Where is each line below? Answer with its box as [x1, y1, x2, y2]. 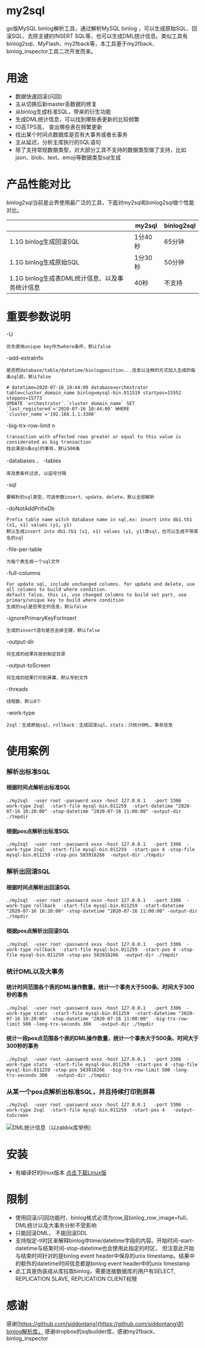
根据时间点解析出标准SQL [6, 783, 71, 791]
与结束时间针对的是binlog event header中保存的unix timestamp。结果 [15, 1252, 190, 1259]
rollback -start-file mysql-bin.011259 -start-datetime [33, 903, 184, 909]
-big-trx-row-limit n [6, 422, 56, 429]
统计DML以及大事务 [6, 967, 64, 975]
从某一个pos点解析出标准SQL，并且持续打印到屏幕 [6, 1087, 156, 1096]
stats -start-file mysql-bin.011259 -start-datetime [33, 1010, 176, 1016]
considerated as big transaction [6, 439, 92, 445]
